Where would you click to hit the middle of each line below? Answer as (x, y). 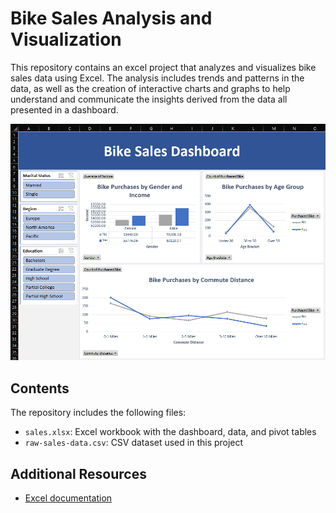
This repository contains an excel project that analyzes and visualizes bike (163, 67)
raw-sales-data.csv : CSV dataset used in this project (134, 443)
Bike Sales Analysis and (111, 18)
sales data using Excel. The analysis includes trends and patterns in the (157, 78)
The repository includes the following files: (98, 413)
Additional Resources (78, 473)
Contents (40, 388)
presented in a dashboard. (64, 109)
